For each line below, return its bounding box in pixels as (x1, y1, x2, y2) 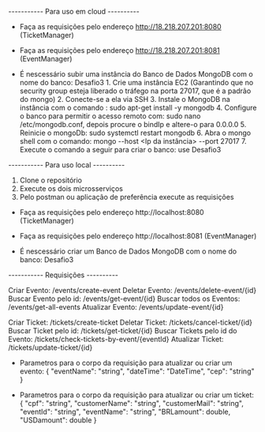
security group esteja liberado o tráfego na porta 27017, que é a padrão (19, 86, 252, 96)
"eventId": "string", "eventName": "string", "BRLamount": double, (19, 407, 231, 416)
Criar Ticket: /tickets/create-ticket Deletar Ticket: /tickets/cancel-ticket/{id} (8, 317, 253, 327)
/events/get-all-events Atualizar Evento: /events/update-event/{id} (8, 302, 224, 311)
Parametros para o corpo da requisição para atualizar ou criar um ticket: (19, 390, 255, 400)
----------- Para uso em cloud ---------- (8, 7, 140, 16)
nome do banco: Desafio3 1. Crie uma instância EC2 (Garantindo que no (19, 78, 254, 87)
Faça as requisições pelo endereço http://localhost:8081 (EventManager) (19, 231, 257, 240)
